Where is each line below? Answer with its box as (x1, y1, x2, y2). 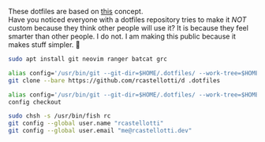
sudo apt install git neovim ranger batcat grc (8, 55, 168, 63)
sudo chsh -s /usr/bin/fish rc (8, 112, 111, 120)
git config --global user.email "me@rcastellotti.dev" (8, 127, 192, 135)
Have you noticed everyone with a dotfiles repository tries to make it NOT (8, 15, 247, 24)
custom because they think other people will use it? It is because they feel (8, 24, 248, 32)
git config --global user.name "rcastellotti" (8, 119, 164, 128)
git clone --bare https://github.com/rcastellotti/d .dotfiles (8, 76, 221, 85)
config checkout (8, 98, 62, 106)
